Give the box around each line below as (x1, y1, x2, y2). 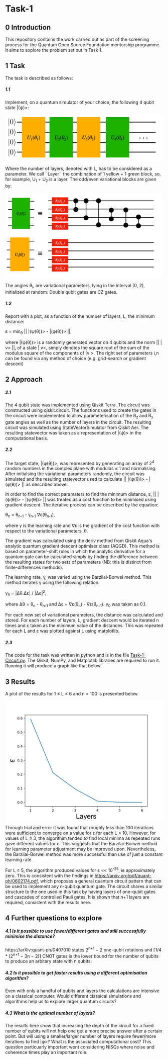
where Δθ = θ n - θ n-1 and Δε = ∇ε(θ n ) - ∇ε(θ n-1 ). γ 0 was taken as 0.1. (5, 601, 147, 608)
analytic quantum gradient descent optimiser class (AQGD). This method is (5, 543, 160, 549)
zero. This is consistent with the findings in (5, 872, 94, 878)
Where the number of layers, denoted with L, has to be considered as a (5, 165, 152, 171)
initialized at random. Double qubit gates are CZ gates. (5, 289, 118, 295)
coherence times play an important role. (5, 1049, 88, 1055)
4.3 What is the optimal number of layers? (5, 1010, 95, 1016)
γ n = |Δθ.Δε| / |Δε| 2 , (5, 589, 47, 597)
